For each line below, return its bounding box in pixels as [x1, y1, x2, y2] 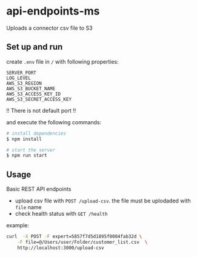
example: [6, 222, 29, 229]
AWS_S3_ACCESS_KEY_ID [6, 91, 61, 97]
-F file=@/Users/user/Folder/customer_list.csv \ [17, 239, 148, 245]
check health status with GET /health [15, 210, 108, 218]
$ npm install [6, 136, 42, 142]
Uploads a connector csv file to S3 [6, 24, 93, 32]
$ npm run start [6, 153, 47, 159]
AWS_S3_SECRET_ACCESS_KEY [6, 96, 72, 102]
